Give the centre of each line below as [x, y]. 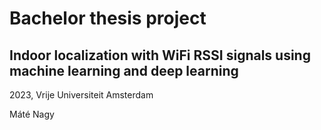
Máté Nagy [32, 114]
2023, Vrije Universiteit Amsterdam [81, 95]
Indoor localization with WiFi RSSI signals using [160, 55]
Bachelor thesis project [108, 18]
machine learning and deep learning [124, 70]
